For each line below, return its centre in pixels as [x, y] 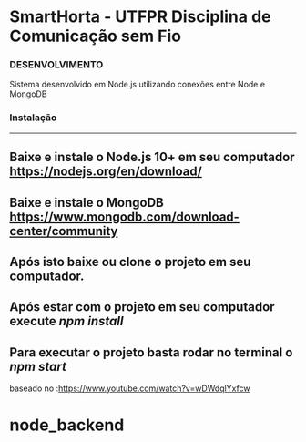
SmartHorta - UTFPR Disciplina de [140, 17]
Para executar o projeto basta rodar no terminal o [151, 352]
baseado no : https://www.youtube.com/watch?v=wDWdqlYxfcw [130, 388]
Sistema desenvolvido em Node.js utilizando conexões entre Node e [138, 85]
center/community [64, 231]
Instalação [33, 118]
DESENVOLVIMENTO [56, 65]
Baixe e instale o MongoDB [87, 202]
